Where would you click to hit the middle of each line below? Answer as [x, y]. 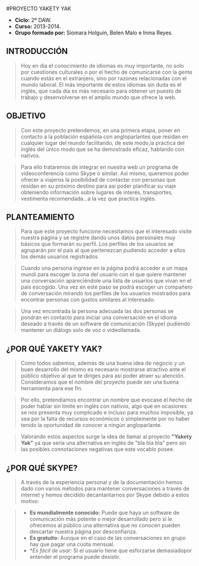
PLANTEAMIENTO [40, 217]
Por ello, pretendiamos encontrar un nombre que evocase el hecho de [106, 400]
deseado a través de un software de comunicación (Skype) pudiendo [105, 324]
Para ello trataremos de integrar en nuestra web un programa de [99, 167]
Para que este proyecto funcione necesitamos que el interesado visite [106, 232]
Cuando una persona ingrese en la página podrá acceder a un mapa [104, 268]
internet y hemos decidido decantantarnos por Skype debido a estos [105, 495]
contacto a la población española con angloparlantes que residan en [105, 137]
